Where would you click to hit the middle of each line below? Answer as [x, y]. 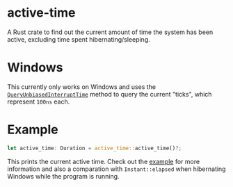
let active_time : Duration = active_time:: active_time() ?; [95, 148]
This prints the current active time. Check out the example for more [104, 161]
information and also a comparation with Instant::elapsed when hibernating [116, 169]
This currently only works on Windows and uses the [82, 87]
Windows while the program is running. [63, 176]
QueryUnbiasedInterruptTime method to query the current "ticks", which [110, 94]
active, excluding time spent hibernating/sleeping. [79, 39]
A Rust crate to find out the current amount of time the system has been [110, 32]
